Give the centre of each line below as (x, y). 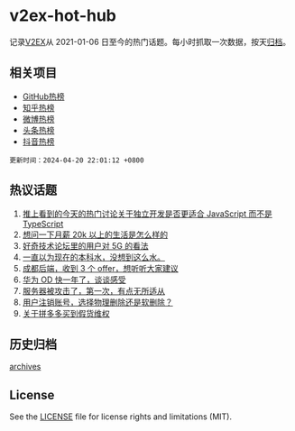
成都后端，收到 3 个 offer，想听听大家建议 (100, 268)
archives (25, 367)
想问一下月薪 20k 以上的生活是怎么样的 (95, 234)
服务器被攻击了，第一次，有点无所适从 (93, 290)
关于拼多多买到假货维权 (66, 313)
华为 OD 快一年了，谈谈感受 (74, 280)
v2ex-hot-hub (63, 16)
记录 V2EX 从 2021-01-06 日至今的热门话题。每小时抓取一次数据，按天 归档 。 (150, 41)
